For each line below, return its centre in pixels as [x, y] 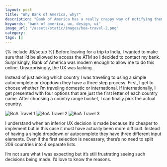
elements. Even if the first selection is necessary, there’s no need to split [79, 139]
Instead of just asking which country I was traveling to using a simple [76, 77]
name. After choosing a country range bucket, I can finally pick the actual [80, 98]
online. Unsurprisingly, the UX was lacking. [49, 67]
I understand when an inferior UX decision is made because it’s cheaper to [82, 123]
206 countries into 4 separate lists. [41, 144]
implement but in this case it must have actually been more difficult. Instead [83, 128]
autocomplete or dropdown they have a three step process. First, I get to [80, 82]
